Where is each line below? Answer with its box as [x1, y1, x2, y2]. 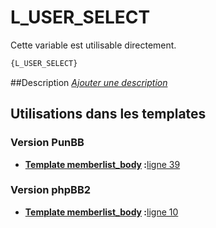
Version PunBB [10, 136, 85, 150]
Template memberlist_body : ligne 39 [24, 158, 181, 170]
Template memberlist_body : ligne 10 [24, 206, 179, 218]
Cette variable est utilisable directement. [10, 39, 177, 51]
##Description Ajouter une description [10, 76, 168, 88]
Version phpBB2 [10, 183, 92, 197]
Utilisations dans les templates [10, 106, 207, 123]
